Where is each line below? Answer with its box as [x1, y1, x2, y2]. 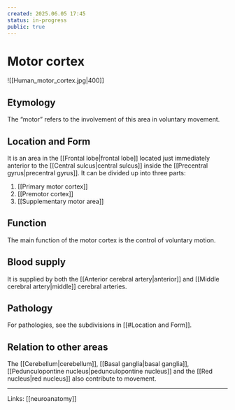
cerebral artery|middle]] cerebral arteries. [7, 282, 127, 291]
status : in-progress [7, 17, 68, 24]
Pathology [7, 302, 53, 314]
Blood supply [7, 256, 66, 268]
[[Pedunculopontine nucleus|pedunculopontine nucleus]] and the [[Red [7, 367, 213, 376]
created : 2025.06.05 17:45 [7, 10, 86, 17]
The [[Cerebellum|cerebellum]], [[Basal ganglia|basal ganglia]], [7, 360, 190, 368]
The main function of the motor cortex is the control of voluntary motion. [7, 235, 216, 244]
